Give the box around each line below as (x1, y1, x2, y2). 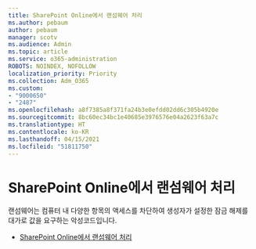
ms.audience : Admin (8, 41, 72, 49)
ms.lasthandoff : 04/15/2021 (8, 135, 100, 143)
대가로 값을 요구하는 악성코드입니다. (8, 216, 117, 226)
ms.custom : (8, 84, 44, 92)
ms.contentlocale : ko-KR (8, 128, 89, 135)
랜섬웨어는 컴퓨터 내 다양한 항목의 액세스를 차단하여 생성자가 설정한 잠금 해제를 (8, 206, 249, 215)
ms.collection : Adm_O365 (8, 77, 89, 85)
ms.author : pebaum (8, 19, 68, 27)
